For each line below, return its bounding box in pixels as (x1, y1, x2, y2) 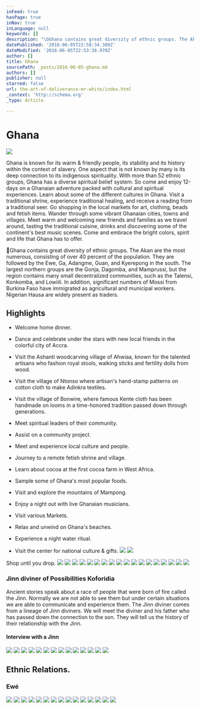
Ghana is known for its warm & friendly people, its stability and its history (6, 159, 185, 166)
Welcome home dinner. (14, 324, 72, 331)
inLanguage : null (6, 25, 49, 32)
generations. (14, 408, 46, 415)
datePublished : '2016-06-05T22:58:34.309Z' (6, 42, 116, 48)
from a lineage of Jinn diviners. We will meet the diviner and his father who (6, 607, 190, 614)
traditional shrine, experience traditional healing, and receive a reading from (6, 197, 192, 204)
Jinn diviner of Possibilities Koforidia (6, 574, 115, 583)
